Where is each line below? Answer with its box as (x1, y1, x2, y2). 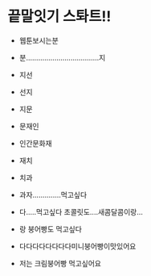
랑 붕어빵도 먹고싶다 (18, 224, 82, 234)
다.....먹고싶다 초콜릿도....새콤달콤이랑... (18, 207, 144, 216)
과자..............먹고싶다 (18, 190, 88, 199)
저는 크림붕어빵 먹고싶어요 (18, 258, 102, 268)
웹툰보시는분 (18, 36, 59, 45)
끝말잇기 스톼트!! (7, 7, 112, 26)
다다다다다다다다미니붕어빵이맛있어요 (18, 241, 137, 251)
